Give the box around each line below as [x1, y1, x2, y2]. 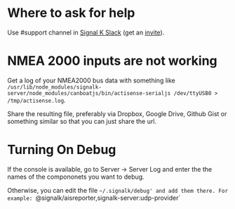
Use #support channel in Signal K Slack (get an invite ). [7, 28, 165, 37]
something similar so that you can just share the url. [7, 117, 156, 125]
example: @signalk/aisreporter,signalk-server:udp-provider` [7, 194, 181, 202]
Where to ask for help [7, 5, 135, 21]
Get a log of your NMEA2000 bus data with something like [7, 76, 175, 84]
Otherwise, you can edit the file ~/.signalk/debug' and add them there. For [7, 186, 229, 194]
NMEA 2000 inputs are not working [7, 53, 217, 69]
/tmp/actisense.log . [7, 96, 66, 104]
